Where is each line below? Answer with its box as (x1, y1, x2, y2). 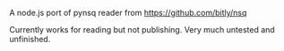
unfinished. (9, 34, 51, 44)
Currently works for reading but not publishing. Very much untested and (9, 25, 275, 34)
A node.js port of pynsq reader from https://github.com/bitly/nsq (9, 8, 247, 18)
